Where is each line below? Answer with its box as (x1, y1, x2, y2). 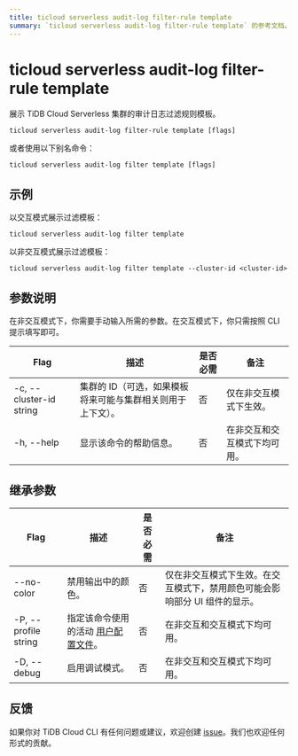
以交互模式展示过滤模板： (9, 212, 103, 222)
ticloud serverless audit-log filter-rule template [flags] (9, 126, 237, 136)
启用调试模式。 (67, 661, 130, 674)
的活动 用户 (67, 625, 114, 637)
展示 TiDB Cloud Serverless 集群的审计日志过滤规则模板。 (9, 108, 221, 120)
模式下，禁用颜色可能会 (174, 581, 272, 594)
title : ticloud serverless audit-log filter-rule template (9, 12, 232, 22)
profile (13, 624, 42, 636)
